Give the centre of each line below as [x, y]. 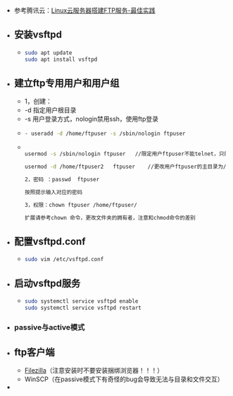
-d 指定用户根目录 [50, 110]
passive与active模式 [49, 327]
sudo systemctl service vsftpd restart [83, 308]
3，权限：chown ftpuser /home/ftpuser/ [81, 205]
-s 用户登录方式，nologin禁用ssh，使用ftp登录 [91, 119]
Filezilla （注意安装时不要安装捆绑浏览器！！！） [94, 371]
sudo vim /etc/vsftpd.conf [64, 260]
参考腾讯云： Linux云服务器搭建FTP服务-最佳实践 [84, 10]
